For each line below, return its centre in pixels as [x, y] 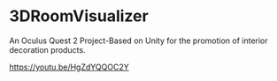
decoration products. [47, 49]
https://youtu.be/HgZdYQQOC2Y [69, 67]
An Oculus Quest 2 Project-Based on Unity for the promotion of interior [138, 40]
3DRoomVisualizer [79, 16]
